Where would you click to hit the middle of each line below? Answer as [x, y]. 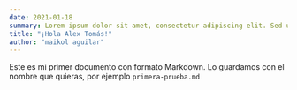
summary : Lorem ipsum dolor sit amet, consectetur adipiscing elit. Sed [146, 26]
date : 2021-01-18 [41, 17]
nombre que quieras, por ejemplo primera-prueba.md [105, 77]
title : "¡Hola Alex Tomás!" [61, 34]
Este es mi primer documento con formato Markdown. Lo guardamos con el [147, 67]
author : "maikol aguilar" [57, 42]
